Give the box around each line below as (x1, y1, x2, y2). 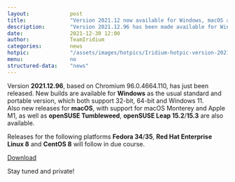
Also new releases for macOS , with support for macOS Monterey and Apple (7, 104, 226, 112)
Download (7, 153, 37, 162)
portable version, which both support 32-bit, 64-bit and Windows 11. (7, 96, 204, 105)
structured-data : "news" (7, 62, 90, 69)
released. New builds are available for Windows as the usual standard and (7, 89, 222, 97)
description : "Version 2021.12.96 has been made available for (7, 23, 218, 30)
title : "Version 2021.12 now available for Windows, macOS (7, 17, 224, 24)
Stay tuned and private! (7, 167, 75, 175)
